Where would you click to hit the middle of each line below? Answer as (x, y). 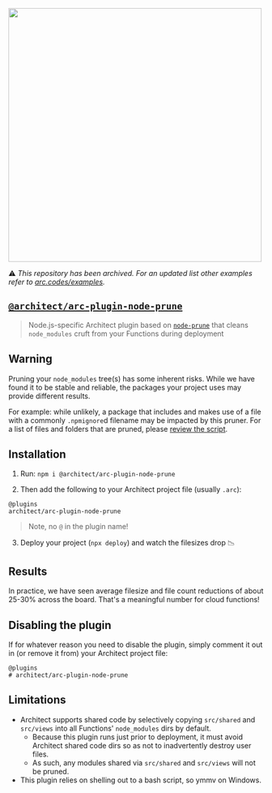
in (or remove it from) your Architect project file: (88, 653)
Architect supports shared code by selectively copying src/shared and (138, 719)
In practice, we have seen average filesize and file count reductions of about (136, 591)
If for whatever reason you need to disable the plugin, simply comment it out (136, 644)
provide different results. (49, 396)
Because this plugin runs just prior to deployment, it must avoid (138, 737)
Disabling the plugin (60, 625)
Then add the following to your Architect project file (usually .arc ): (131, 489)
